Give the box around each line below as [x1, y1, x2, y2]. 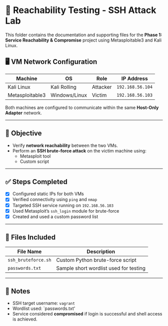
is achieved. [12, 316, 37, 322]
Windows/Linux [50, 91, 87, 98]
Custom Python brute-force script [56, 256, 136, 263]
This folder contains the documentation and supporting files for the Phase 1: [5, 32, 162, 38]
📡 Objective [5, 129, 42, 137]
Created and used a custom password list [12, 213, 98, 220]
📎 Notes [5, 287, 30, 295]
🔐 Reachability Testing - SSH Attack [5, 5, 156, 16]
